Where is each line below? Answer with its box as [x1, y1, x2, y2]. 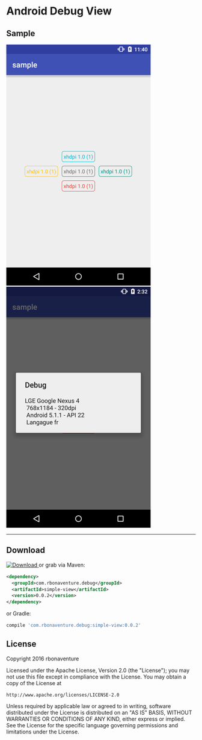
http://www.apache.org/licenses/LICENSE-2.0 [6, 692, 120, 698]
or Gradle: [6, 610, 31, 617]
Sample [6, 28, 35, 39]
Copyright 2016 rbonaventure [6, 655, 79, 662]
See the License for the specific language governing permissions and [6, 721, 179, 729]
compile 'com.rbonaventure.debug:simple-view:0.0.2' [6, 622, 141, 629]
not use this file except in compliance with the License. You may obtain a [6, 673, 186, 680]
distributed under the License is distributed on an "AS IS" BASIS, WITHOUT [6, 709, 192, 716]
